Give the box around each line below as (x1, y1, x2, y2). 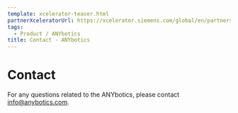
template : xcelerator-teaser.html (7, 10, 110, 18)
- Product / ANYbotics (13, 30, 81, 37)
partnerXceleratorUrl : (7, 17, 74, 24)
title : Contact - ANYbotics (7, 37, 91, 44)
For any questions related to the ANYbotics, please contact (7, 90, 180, 99)
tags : (7, 23, 23, 30)
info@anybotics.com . (7, 98, 69, 107)
